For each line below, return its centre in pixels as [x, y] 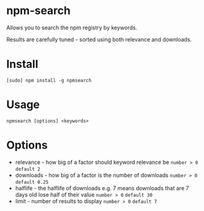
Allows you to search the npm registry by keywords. [72, 28]
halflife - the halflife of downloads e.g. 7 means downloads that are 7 [102, 188]
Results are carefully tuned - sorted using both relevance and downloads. [99, 39]
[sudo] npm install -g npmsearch [49, 80]
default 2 [28, 169]
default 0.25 [32, 182]
